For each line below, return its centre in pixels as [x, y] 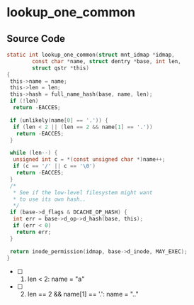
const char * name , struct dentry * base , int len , [107, 61]
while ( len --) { [34, 153]
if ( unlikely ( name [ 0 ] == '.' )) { [59, 120]
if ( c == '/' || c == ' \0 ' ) [55, 166]
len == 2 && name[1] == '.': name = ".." [83, 294]
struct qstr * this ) [61, 68]
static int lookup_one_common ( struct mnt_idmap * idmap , [91, 55]
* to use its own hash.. [50, 199]
